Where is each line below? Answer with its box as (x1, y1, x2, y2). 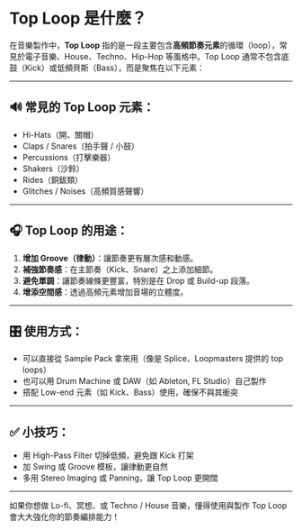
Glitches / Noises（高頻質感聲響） (22, 186, 149, 196)
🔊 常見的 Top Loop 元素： (9, 100, 155, 115)
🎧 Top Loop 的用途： (9, 223, 129, 239)
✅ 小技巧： (9, 425, 70, 440)
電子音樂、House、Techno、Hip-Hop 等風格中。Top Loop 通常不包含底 (24, 50, 289, 61)
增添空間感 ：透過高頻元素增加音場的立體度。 (22, 286, 189, 297)
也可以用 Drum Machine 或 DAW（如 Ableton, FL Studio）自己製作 (22, 376, 267, 387)
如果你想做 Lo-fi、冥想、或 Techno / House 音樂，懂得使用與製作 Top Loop (9, 500, 288, 511)
